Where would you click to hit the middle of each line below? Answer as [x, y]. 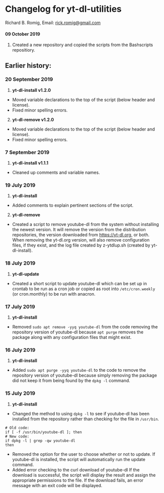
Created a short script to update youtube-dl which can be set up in [80, 283]
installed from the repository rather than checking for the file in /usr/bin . [85, 419]
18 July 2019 [20, 263]
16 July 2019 [20, 350]
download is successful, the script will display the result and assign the [84, 475]
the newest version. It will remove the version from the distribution [79, 230]
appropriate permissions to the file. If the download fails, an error [78, 480]
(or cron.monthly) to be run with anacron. [54, 294]
